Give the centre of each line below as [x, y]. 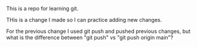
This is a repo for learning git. [42, 9]
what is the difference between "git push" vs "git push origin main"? [90, 37]
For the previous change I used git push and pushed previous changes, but [98, 31]
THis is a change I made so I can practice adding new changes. [84, 20]
